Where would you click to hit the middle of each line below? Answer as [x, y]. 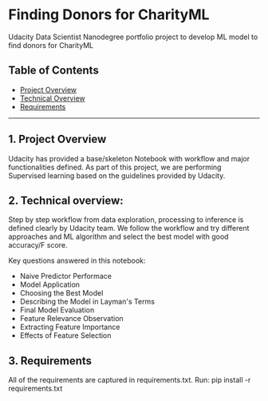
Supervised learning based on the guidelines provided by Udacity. [117, 175]
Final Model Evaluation [57, 310]
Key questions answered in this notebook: [77, 260]
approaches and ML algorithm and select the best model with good [118, 236]
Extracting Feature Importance [70, 327]
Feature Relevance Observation [71, 319]
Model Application [50, 284]
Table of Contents [54, 71]
